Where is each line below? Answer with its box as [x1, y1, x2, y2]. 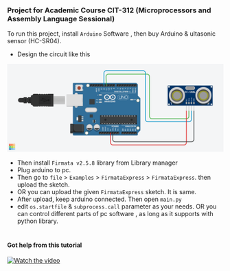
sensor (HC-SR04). [7, 37, 62, 45]
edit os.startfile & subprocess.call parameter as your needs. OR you [16, 202, 217, 211]
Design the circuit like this [16, 50, 91, 58]
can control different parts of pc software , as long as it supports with [16, 210, 214, 218]
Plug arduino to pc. [16, 166, 71, 174]
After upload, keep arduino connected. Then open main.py [16, 195, 182, 204]
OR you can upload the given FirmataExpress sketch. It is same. [16, 188, 197, 196]
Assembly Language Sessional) [7, 14, 115, 23]
